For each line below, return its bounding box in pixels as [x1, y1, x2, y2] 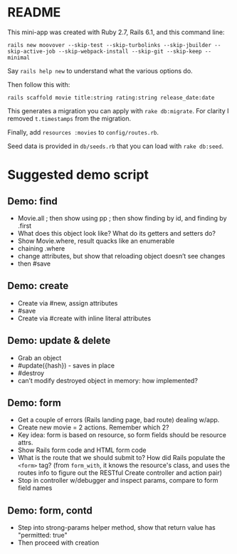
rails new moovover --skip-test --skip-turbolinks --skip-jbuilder [7, 41, 212, 48]
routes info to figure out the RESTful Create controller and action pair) [17, 469, 223, 477]
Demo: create [7, 280, 69, 292]
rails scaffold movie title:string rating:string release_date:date [7, 94, 215, 101]
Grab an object [17, 353, 62, 362]
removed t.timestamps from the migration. [7, 114, 132, 122]
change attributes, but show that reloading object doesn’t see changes [17, 251, 226, 260]
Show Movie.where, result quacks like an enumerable [17, 236, 175, 245]
